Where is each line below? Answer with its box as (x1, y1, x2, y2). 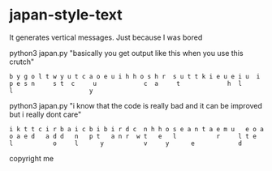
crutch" (9, 57, 35, 66)
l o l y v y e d (9, 139, 243, 147)
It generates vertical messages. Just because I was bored (9, 32, 203, 42)
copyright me (9, 153, 54, 163)
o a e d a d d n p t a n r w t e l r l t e (9, 132, 257, 140)
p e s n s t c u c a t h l (9, 79, 243, 88)
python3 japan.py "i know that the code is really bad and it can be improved (9, 100, 263, 110)
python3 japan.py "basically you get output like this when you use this (9, 48, 244, 58)
